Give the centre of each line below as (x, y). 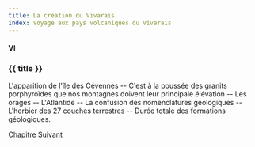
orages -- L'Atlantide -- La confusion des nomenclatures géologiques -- (126, 103)
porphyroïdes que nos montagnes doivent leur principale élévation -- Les (127, 94)
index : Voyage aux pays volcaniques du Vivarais (90, 23)
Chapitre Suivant (36, 134)
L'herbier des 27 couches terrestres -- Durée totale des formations (117, 111)
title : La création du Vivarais (61, 15)
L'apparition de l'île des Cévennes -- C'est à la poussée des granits (118, 86)
